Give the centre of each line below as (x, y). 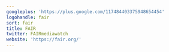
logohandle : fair (28, 17)
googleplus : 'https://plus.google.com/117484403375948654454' (85, 12)
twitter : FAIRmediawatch (37, 34)
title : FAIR (21, 28)
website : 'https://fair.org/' (44, 39)
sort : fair (20, 23)
